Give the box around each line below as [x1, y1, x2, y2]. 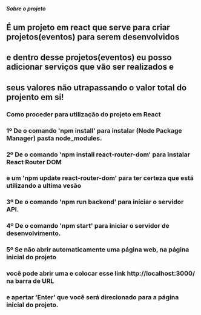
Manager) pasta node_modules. [6, 134, 102, 142]
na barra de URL [6, 277, 54, 285]
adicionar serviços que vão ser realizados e [6, 62, 174, 72]
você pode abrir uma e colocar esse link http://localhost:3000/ [6, 270, 196, 278]
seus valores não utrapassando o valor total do [6, 82, 187, 93]
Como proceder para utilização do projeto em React [6, 110, 161, 118]
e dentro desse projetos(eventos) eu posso [6, 52, 172, 63]
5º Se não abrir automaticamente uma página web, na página [6, 245, 189, 254]
